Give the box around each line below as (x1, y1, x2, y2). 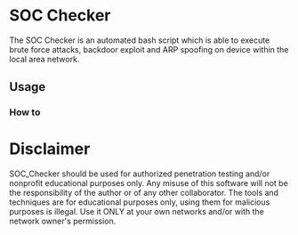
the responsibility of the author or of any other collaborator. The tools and (9, 188, 278, 199)
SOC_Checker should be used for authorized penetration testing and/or (9, 168, 270, 179)
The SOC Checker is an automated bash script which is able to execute (9, 35, 270, 45)
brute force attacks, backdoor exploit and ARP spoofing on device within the (9, 44, 289, 54)
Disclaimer (9, 139, 91, 159)
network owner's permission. (9, 215, 117, 227)
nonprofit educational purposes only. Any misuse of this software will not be (9, 178, 289, 189)
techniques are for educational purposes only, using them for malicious (9, 197, 270, 207)
